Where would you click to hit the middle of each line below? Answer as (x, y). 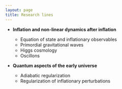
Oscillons (30, 55)
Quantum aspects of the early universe (55, 65)
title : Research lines (29, 15)
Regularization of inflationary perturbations (65, 81)
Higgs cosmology (39, 50)
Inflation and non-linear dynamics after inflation (64, 29)
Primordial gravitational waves (52, 44)
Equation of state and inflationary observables (68, 39)
